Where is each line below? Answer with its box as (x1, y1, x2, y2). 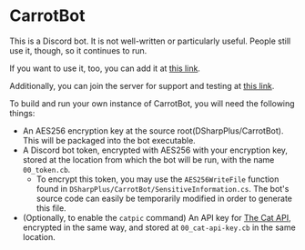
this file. (36, 202, 66, 214)
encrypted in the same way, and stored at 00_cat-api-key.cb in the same (22, 222, 296, 233)
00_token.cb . (22, 164, 71, 175)
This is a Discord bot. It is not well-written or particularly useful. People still (9, 35, 291, 46)
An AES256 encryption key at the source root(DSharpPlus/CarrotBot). (22, 125, 284, 136)
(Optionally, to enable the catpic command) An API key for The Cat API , (22, 212, 291, 223)
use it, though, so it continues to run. (9, 45, 147, 55)
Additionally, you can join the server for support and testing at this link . (9, 80, 275, 91)
